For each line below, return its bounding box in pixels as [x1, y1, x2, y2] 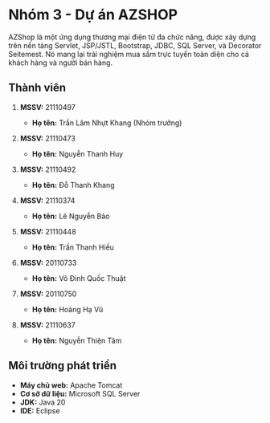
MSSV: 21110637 [19, 319, 76, 330]
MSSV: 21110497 [19, 102, 76, 112]
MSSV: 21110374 [19, 195, 76, 205]
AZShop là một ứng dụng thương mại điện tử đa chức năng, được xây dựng [8, 32, 256, 42]
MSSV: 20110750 [19, 289, 77, 299]
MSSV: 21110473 [19, 133, 76, 143]
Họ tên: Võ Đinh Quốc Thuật [31, 273, 126, 283]
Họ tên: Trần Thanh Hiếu [31, 242, 115, 252]
